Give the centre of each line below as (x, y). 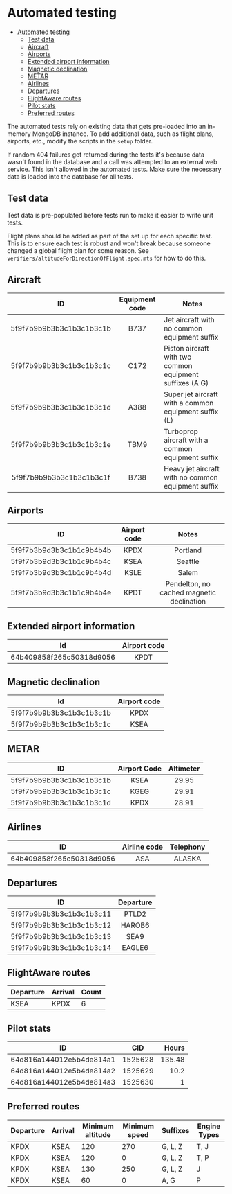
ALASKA (187, 859)
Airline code (143, 847)
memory (19, 134)
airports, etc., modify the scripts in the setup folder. (80, 141)
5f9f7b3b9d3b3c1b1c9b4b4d (61, 573)
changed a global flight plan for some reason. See (78, 250)
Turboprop (181, 431)
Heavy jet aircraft (191, 468)
